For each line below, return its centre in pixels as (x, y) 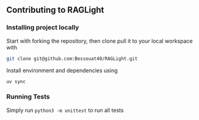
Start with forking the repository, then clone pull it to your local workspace (100, 41)
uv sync (16, 81)
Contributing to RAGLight (55, 10)
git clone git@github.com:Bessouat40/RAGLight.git (72, 58)
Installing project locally (43, 28)
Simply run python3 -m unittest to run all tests (65, 110)
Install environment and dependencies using (62, 70)
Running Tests (28, 97)
